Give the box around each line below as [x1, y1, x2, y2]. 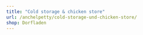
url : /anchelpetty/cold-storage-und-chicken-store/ [6, 14, 137, 20]
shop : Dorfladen [6, 20, 46, 26]
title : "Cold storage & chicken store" [6, 8, 105, 15]
